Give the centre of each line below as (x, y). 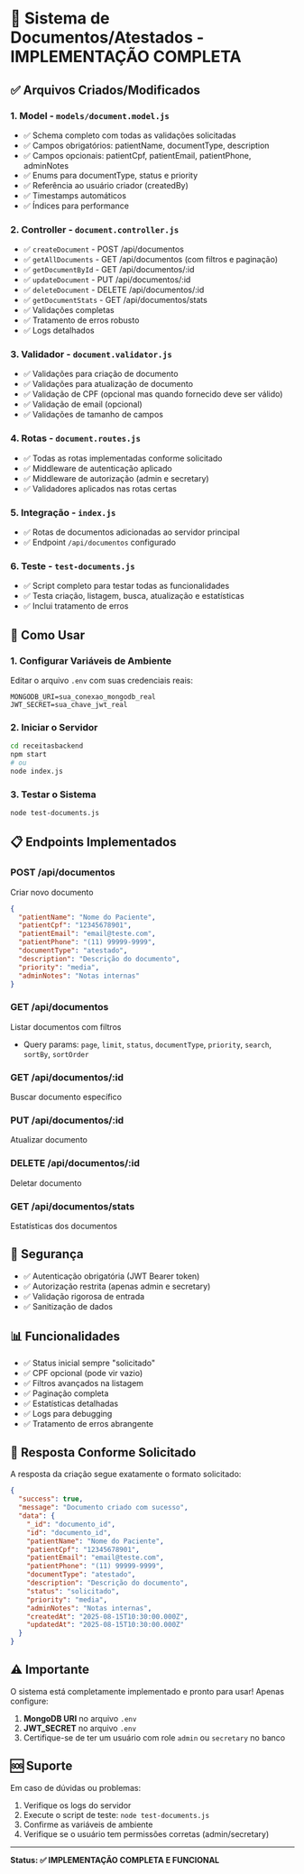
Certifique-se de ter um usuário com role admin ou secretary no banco (154, 1737)
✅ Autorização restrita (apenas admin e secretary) (117, 1286)
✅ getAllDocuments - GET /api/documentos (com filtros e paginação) (151, 260)
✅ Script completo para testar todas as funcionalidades (126, 586)
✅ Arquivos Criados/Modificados (106, 90)
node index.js (37, 771)
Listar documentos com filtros (66, 1026)
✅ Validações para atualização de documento (108, 384)
